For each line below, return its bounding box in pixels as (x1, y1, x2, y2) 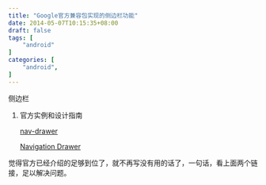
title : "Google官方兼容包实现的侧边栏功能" (8, 11, 139, 20)
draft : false (8, 26, 51, 34)
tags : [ (8, 33, 34, 42)
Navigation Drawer (19, 141, 82, 151)
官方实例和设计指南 (19, 110, 83, 120)
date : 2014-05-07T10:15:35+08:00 (8, 19, 119, 27)
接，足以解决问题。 (8, 168, 71, 177)
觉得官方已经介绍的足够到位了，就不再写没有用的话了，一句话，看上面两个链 (8, 158, 258, 168)
